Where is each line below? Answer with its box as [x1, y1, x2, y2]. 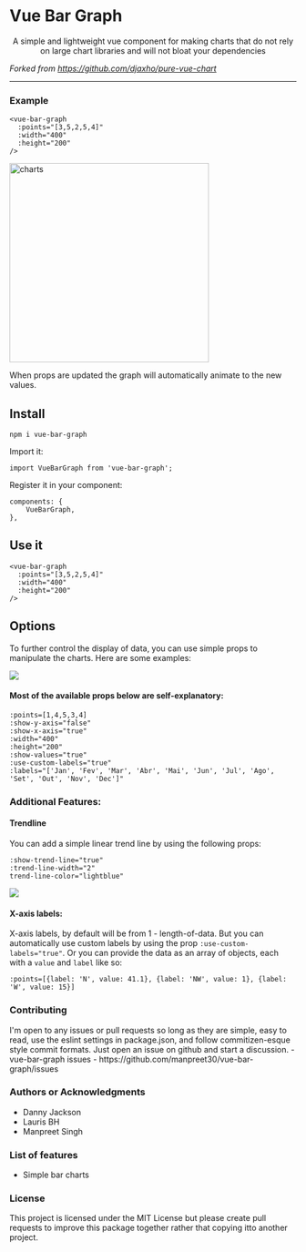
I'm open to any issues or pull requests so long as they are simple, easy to [9, 1024, 287, 1035]
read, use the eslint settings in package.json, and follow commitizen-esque [9, 1034, 291, 1045]
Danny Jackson [22, 1106, 82, 1117]
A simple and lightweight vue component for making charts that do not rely [12, 36, 294, 46]
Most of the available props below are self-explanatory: [9, 690, 224, 701]
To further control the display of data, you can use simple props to [9, 643, 258, 654]
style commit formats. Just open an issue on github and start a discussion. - [9, 1043, 295, 1054]
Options [9, 618, 56, 634]
